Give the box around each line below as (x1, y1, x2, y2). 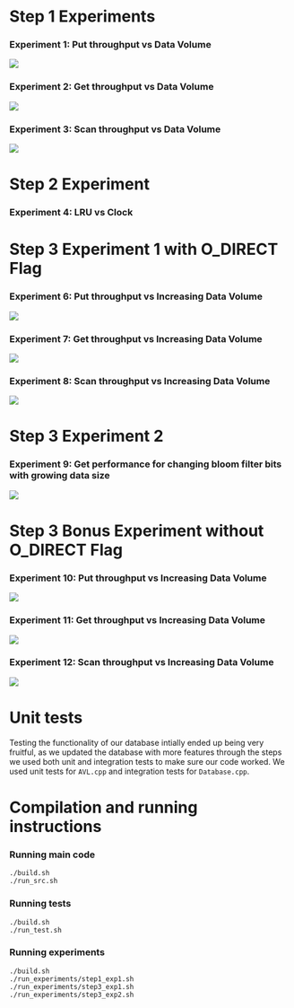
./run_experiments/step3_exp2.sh (9, 990, 134, 999)
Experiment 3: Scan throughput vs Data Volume (9, 123, 221, 136)
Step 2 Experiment (9, 174, 151, 195)
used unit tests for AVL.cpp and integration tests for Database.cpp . (9, 766, 250, 776)
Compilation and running (9, 797, 198, 818)
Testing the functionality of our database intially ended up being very (9, 737, 264, 748)
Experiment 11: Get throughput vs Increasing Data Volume (9, 614, 266, 627)
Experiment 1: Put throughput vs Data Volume (9, 39, 212, 51)
